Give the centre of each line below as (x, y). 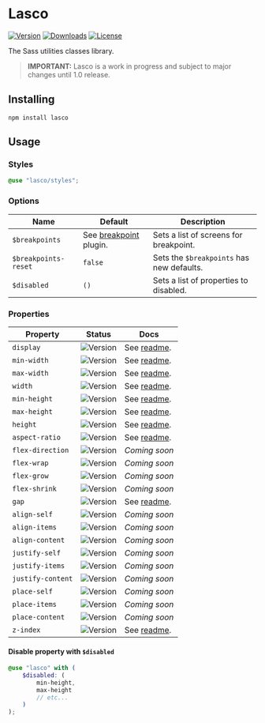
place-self (32, 591)
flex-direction (41, 450)
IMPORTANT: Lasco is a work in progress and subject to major (129, 66)
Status (99, 334)
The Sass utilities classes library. (61, 51)
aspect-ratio (37, 437)
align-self (32, 514)
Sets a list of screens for (198, 235)
